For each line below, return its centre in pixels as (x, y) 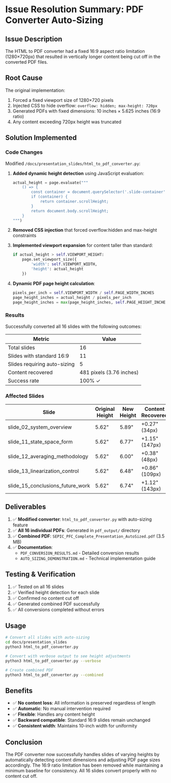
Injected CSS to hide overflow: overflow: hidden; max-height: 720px (85, 105)
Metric (41, 339)
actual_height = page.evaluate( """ (50, 183)
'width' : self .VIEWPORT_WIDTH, (64, 264)
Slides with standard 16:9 (39, 356)
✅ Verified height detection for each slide (56, 592)
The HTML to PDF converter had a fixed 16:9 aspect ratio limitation (75, 51)
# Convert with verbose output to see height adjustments (68, 656)
